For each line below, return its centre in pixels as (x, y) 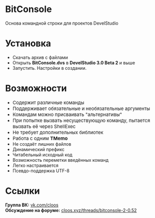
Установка (28, 43)
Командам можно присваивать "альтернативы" (67, 114)
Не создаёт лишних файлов (42, 144)
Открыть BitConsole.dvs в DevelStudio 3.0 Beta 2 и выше (74, 63)
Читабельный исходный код (42, 155)
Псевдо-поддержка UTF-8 (41, 171)
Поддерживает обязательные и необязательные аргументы (81, 108)
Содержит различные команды (48, 102)
